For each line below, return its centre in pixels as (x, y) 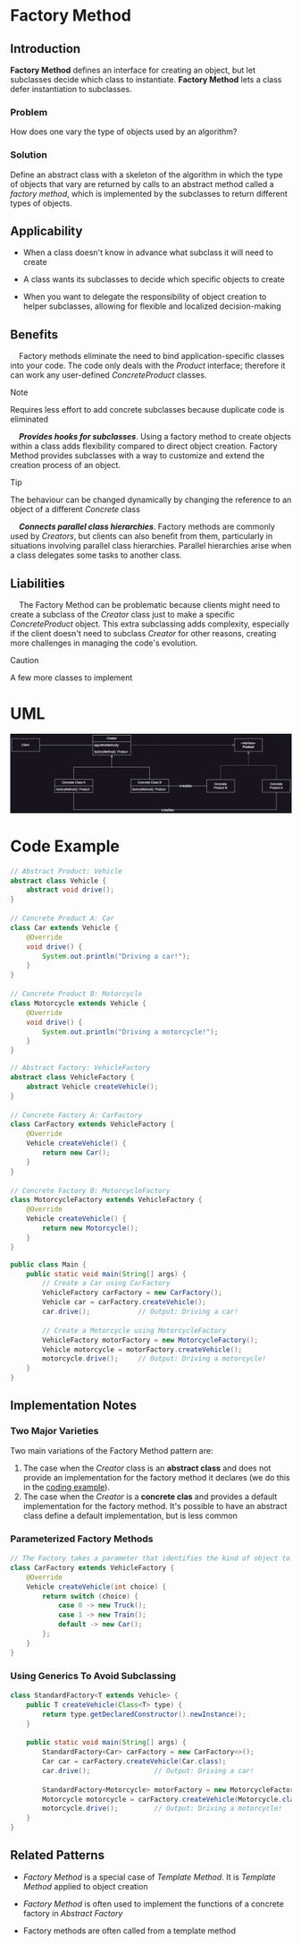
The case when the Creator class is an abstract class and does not (147, 1468)
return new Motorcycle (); (91, 1228)
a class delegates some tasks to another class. (96, 555)
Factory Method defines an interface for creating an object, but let (133, 70)
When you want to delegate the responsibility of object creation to (145, 297)
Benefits (34, 334)
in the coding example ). (67, 1487)
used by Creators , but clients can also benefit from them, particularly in (142, 536)
